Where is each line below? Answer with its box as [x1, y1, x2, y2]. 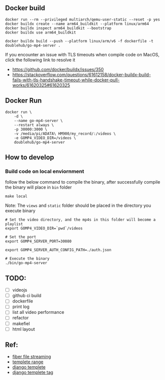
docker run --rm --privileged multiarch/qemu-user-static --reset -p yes [5, 17, 161, 22]
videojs [12, 287, 27, 293]
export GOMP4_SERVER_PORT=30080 [5, 239, 72, 244]
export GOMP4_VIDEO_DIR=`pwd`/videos [5, 226, 83, 231]
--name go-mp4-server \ [14, 118, 63, 123]
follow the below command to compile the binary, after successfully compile [5, 179, 161, 185]
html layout [12, 326, 36, 332]
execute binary [5, 208, 36, 214]
